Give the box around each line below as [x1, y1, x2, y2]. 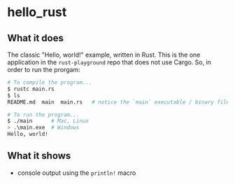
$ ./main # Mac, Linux [7, 118, 90, 125]
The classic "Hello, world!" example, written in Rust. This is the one [7, 50, 201, 59]
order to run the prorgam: [7, 66, 80, 73]
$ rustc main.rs [7, 85, 55, 92]
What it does [7, 32, 64, 44]
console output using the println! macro [17, 169, 136, 177]
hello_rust [7, 4, 67, 20]
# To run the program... [7, 111, 80, 118]
